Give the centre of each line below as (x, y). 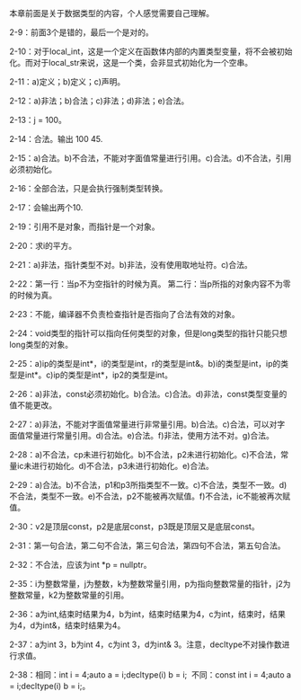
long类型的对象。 (41, 345)
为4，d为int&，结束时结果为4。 (67, 625)
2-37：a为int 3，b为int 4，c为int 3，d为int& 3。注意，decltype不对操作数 (146, 644)
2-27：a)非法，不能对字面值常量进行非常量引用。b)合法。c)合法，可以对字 (147, 424)
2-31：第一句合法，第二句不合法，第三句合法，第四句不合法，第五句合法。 (147, 545)
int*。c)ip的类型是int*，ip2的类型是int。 (99, 375)
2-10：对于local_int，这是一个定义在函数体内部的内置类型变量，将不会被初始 (151, 51)
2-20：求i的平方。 (43, 246)
